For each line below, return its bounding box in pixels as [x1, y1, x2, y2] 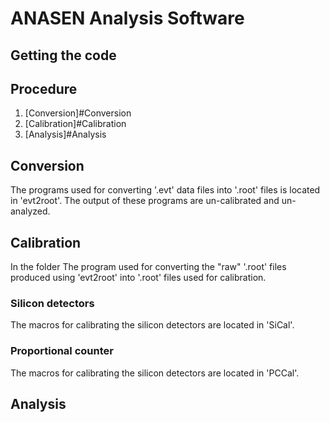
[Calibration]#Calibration [24, 118, 127, 130]
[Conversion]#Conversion [24, 107, 132, 119]
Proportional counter [10, 344, 114, 358]
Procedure [10, 80, 78, 97]
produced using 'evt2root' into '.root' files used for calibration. [10, 272, 267, 284]
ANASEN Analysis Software [10, 7, 245, 30]
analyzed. [10, 205, 51, 217]
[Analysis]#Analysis [24, 128, 107, 141]
